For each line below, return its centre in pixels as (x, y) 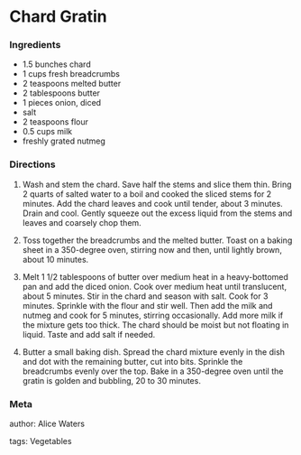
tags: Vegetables (41, 441)
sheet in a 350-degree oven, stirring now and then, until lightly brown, (152, 249)
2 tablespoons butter (61, 93)
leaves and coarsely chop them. (82, 222)
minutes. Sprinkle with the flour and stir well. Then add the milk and (147, 305)
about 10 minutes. (55, 259)
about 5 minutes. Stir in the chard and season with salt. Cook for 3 (145, 296)
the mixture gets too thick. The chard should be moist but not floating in (155, 325)
